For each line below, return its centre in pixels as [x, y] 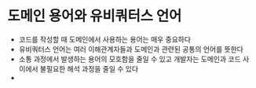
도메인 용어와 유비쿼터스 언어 [95, 16]
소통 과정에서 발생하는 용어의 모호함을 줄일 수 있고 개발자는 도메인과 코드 [130, 59]
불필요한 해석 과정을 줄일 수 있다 [89, 68]
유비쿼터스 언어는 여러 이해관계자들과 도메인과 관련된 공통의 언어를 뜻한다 [131, 49]
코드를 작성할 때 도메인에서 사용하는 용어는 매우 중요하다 [105, 39]
